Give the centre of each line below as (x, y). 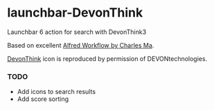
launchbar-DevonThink (75, 13)
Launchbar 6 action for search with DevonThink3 (77, 32)
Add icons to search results (56, 92)
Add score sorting (43, 99)
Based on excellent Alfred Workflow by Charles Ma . (81, 45)
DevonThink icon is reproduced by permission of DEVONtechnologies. (107, 58)
